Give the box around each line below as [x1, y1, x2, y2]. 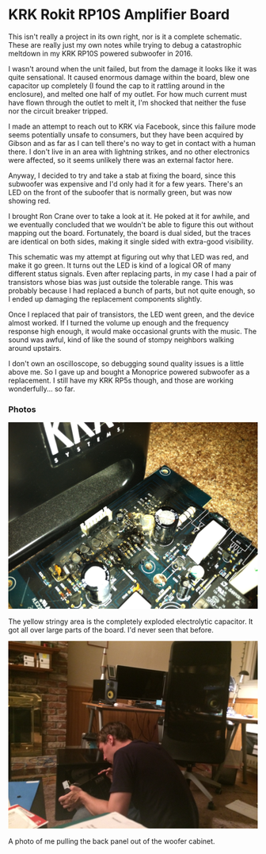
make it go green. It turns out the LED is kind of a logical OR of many [8, 260, 231, 270]
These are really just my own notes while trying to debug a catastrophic [8, 40, 242, 49]
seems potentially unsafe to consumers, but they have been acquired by [8, 129, 244, 140]
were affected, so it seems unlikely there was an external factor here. [8, 155, 234, 164]
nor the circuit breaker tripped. [8, 106, 108, 116]
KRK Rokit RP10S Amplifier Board [8, 6, 230, 24]
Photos [8, 403, 36, 414]
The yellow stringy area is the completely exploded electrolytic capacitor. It [8, 617, 253, 626]
